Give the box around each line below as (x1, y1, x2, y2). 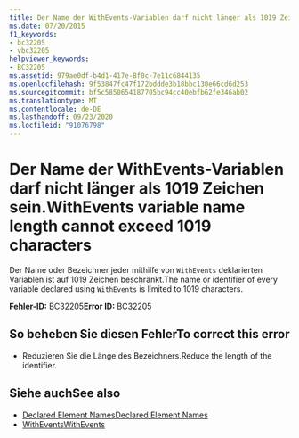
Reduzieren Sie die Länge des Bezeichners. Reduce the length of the (21, 350, 272, 361)
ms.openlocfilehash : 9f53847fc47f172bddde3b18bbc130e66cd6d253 (9, 79, 249, 88)
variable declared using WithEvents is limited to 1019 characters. (9, 283, 243, 294)
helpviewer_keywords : (9, 54, 90, 63)
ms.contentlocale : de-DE (9, 104, 101, 113)
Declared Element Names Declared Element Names (21, 409, 209, 420)
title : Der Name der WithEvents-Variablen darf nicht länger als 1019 (9, 12, 277, 22)
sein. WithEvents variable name (9, 197, 246, 218)
